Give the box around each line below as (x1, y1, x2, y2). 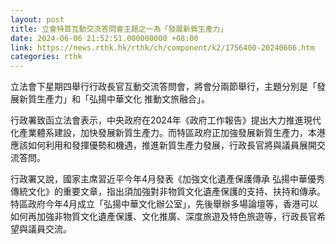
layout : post (10, 14, 65, 25)
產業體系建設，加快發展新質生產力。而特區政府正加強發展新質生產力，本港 (18, 127, 326, 139)
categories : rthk (10, 52, 83, 62)
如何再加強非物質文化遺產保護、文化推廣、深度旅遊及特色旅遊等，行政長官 (10, 211, 317, 223)
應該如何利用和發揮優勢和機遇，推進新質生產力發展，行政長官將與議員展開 (10, 139, 317, 151)
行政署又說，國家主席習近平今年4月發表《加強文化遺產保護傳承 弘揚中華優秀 (10, 173, 325, 185)
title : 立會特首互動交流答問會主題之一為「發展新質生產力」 (10, 24, 228, 34)
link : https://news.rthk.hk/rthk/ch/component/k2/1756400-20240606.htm (10, 42, 315, 53)
